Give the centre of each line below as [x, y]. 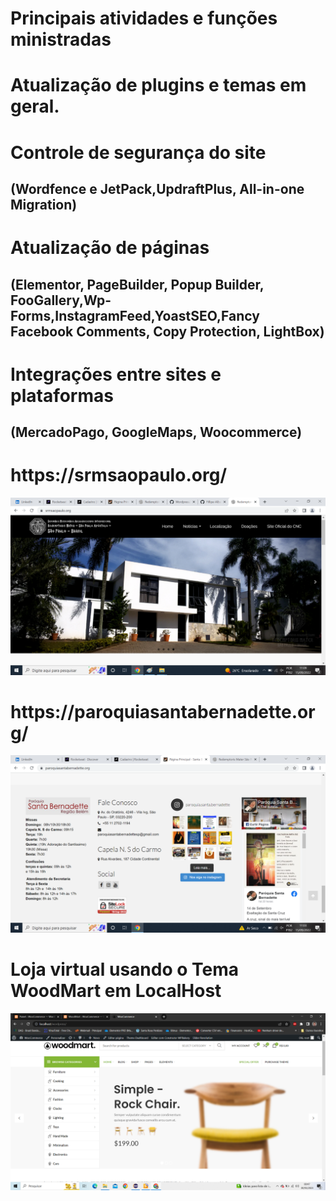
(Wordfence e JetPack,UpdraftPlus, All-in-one [157, 188]
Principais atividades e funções [144, 18]
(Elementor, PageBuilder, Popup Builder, [137, 284]
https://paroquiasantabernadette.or [163, 711]
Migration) [44, 204]
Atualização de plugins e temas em [158, 85]
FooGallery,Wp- [61, 300]
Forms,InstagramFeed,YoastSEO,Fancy [135, 315]
